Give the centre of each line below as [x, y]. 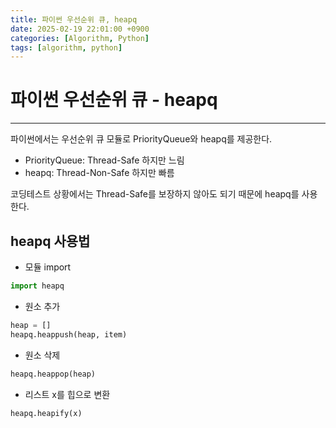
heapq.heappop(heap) [53, 374]
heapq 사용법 [50, 241]
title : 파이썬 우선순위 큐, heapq [74, 19]
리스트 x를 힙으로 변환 [67, 394]
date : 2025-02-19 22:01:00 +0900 [80, 29]
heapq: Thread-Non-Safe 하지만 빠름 [99, 173]
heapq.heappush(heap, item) [69, 334]
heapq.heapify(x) [46, 413]
